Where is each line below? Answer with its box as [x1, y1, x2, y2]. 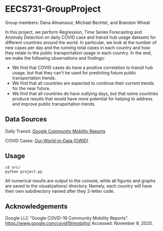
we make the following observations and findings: [5, 55, 105, 61]
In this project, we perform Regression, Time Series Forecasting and [5, 29, 142, 35]
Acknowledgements [5, 202, 68, 210]
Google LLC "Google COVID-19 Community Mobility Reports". [5, 215, 129, 221]
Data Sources [5, 115, 47, 123]
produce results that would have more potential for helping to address [12, 95, 153, 101]
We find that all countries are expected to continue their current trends [12, 80, 154, 86]
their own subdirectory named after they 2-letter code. [5, 188, 115, 194]
